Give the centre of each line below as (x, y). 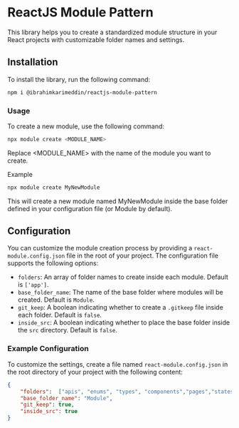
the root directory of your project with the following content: (95, 372)
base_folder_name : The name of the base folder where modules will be (120, 292)
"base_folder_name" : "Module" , (67, 398)
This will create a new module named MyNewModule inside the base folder (118, 201)
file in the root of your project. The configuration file (143, 256)
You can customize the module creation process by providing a (100, 248)
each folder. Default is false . (59, 315)
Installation (33, 62)
